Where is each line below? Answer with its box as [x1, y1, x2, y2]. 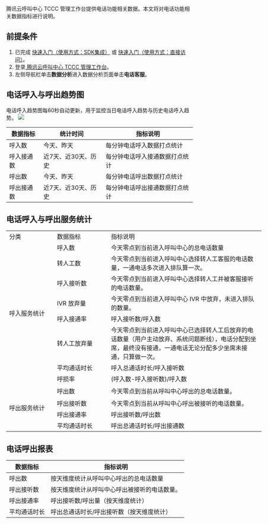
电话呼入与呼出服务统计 [6, 214, 92, 224]
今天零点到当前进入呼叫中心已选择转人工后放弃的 [110, 326, 248, 334]
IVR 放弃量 [57, 299, 86, 307]
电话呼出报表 [6, 444, 53, 454]
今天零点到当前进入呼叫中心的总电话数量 [110, 244, 224, 252]
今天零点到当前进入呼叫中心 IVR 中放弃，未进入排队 [110, 295, 254, 303]
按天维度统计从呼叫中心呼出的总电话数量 [50, 474, 164, 482]
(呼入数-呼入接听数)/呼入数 [110, 375, 187, 383]
